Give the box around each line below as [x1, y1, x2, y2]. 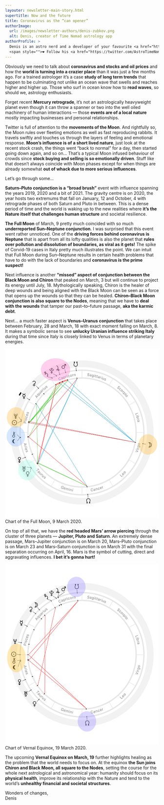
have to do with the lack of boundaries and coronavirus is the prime [5, 257, 143, 263]
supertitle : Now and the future [5, 13, 71, 18]
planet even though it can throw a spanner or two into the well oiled [5, 104, 141, 110]
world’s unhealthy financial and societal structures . [5, 780, 111, 786]
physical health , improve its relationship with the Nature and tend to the [5, 776, 150, 781]
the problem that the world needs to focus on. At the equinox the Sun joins [5, 760, 156, 766]
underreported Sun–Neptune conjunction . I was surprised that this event [5, 226, 154, 232]
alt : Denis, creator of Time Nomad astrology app [9, 34, 112, 39]
